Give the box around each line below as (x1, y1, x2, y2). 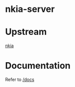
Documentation (5, 60, 71, 72)
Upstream (5, 26, 47, 38)
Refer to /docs (5, 77, 35, 83)
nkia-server (5, 3, 55, 15)
